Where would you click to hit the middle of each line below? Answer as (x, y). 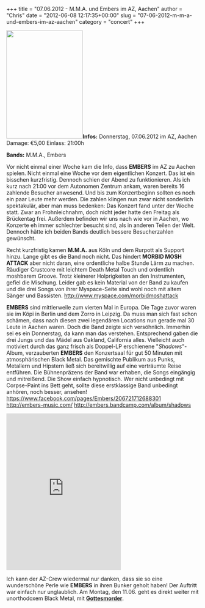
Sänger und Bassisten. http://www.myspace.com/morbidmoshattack (92, 295)
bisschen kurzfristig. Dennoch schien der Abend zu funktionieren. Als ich (98, 180)
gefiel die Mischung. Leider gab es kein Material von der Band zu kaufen (97, 283)
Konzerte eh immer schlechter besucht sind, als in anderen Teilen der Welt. (101, 225)
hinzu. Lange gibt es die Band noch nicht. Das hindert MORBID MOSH (94, 257)
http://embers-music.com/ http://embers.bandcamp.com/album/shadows (99, 405)
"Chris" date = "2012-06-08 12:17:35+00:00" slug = (71, 15)
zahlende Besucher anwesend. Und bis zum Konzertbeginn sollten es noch (101, 193)
